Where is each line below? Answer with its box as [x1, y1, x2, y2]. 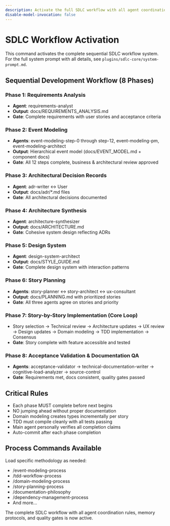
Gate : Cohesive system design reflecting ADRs [12, 229, 110, 236]
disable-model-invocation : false [5, 12, 76, 17]
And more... [12, 500, 37, 506]
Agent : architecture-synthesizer [12, 218, 80, 224]
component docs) [12, 154, 50, 160]
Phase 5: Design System [5, 242, 67, 249]
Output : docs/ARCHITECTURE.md [12, 224, 84, 230]
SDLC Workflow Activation [5, 34, 119, 46]
